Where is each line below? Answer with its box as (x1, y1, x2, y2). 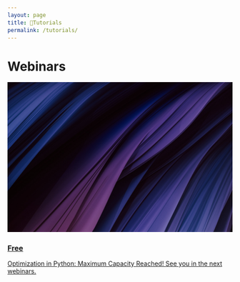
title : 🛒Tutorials (7, 19, 62, 26)
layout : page (7, 11, 46, 19)
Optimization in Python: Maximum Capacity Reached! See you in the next (7, 259, 223, 268)
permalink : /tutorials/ (7, 26, 79, 34)
